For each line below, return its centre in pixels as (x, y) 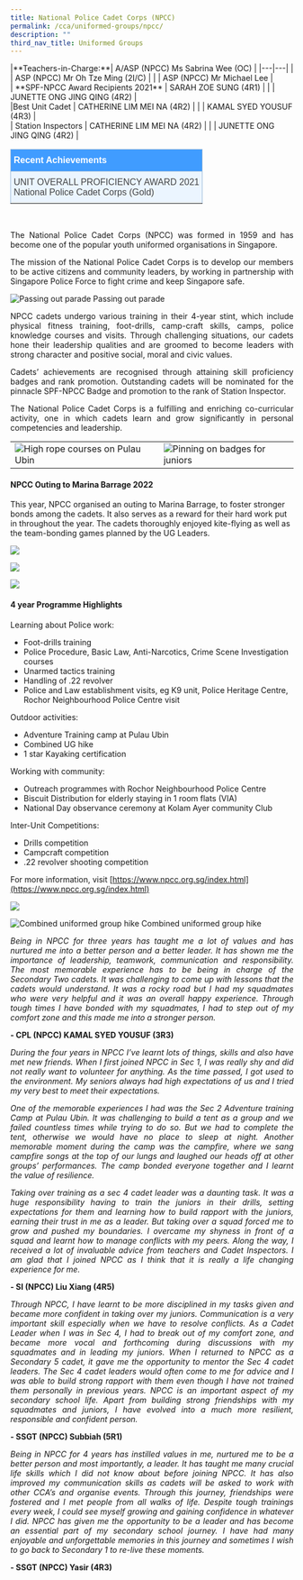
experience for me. (45, 1269)
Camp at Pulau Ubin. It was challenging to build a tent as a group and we (152, 1118)
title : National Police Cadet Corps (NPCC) (93, 18)
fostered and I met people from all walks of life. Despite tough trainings (152, 1502)
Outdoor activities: (45, 717)
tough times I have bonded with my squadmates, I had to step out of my (152, 1008)
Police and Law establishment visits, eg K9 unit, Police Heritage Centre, (156, 690)
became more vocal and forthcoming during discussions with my (152, 1342)
